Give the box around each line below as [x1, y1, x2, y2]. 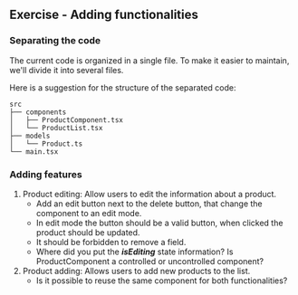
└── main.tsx [9, 147, 59, 157]
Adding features [9, 167, 83, 180]
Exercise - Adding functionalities [9, 7, 199, 23]
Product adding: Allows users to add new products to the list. [22, 265, 251, 276]
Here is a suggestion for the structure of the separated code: [9, 81, 237, 93]
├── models [9, 131, 51, 140]
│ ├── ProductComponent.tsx [9, 115, 124, 125]
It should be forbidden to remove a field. [35, 236, 187, 247]
